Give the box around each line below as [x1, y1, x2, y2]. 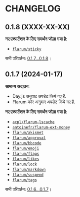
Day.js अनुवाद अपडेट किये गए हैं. [12, 93, 67, 99]
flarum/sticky [12, 47, 41, 52]
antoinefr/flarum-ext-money [12, 125, 70, 130]
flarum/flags [12, 151, 40, 156]
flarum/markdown [12, 167, 46, 172]
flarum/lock [12, 162, 37, 167]
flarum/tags [12, 177, 37, 183]
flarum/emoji [12, 146, 40, 151]
